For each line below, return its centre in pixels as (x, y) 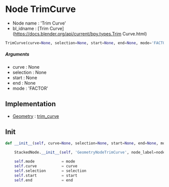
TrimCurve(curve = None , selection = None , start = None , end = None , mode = (78, 43)
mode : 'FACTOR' (30, 88)
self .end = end (44, 180)
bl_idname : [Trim (30, 28)
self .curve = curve (46, 166)
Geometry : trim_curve (36, 116)
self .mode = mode (45, 161)
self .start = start (46, 175)
